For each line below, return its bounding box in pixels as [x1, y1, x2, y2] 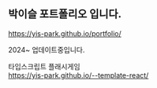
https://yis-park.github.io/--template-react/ [8, 70, 149, 80]
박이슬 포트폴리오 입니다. [8, 7, 122, 21]
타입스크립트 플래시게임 [8, 61, 80, 71]
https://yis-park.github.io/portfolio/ [8, 28, 122, 38]
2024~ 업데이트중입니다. [8, 45, 85, 54]
